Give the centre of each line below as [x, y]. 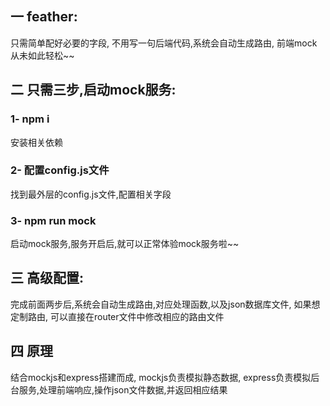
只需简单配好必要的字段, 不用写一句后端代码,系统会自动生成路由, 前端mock [164, 43]
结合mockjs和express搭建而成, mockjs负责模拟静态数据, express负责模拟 [161, 377]
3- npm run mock [53, 220]
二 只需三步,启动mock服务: [93, 90]
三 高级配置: [47, 278]
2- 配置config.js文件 [60, 170]
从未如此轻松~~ [42, 55]
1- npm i [30, 119]
